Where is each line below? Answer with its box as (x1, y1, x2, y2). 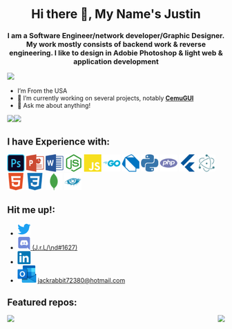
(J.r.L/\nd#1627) (32, 243, 78, 252)
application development (73, 57, 159, 66)
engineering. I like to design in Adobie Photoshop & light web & (9, 48, 223, 58)
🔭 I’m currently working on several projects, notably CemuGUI (17, 94, 194, 102)
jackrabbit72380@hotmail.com (37, 276, 126, 285)
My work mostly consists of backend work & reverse (26, 39, 206, 49)
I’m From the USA (17, 86, 68, 95)
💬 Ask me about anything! (17, 102, 91, 110)
